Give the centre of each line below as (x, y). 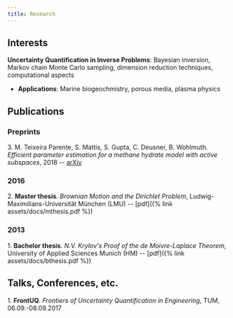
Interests (28, 43)
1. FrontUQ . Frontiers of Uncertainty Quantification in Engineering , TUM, (114, 300)
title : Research (31, 14)
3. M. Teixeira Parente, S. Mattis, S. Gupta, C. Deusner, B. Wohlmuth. (108, 148)
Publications (36, 111)
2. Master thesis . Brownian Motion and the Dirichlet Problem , (98, 196)
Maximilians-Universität (42, 204)
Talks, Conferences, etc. (63, 283)
